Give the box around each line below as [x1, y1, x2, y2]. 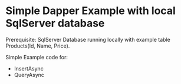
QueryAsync [14, 71, 45, 78]
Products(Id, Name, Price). [5, 42, 70, 49]
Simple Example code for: [5, 53, 68, 61]
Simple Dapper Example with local [5, 4, 176, 18]
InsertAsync [14, 65, 44, 72]
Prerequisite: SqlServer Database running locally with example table [5, 36, 170, 43]
